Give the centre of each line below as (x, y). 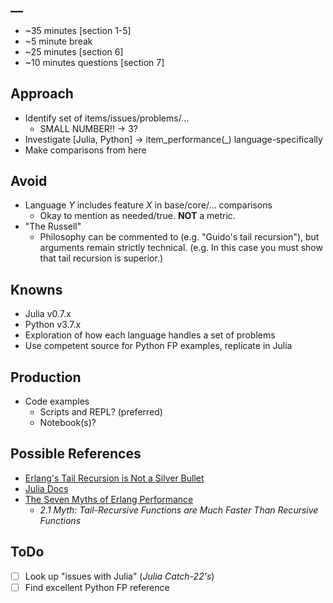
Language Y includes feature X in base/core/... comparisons (148, 205)
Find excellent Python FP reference (97, 587)
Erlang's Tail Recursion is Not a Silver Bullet (114, 478)
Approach (42, 94)
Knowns (36, 289)
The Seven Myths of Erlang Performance (109, 499)
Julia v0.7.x (48, 314)
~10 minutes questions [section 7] (94, 62)
